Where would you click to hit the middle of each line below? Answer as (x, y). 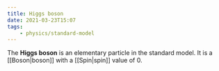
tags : (15, 26)
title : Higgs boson (35, 14)
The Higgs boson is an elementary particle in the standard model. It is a (110, 53)
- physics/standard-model (57, 33)
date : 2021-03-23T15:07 (42, 20)
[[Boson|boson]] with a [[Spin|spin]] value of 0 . (75, 61)
